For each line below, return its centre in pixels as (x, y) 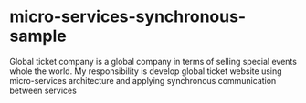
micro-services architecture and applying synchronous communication (143, 80)
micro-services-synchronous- (128, 17)
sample (38, 36)
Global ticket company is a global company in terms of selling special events (153, 61)
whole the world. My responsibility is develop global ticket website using (146, 71)
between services (43, 90)
